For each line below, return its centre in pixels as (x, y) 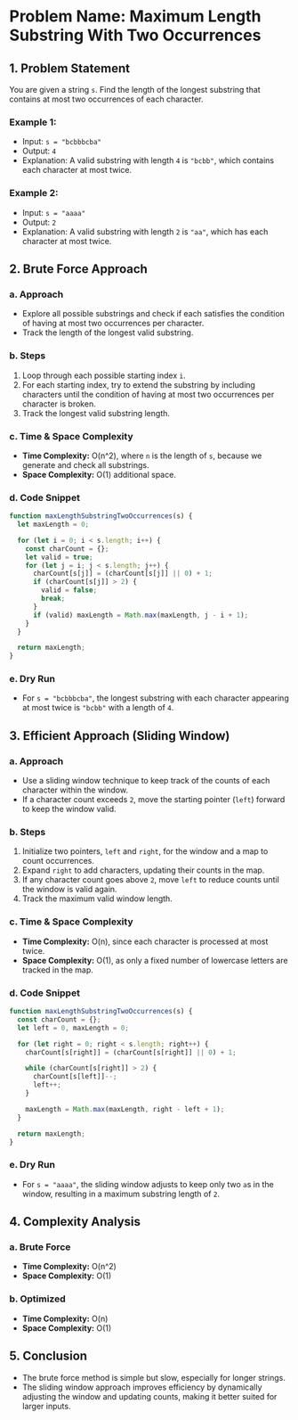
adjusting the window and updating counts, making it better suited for (149, 1396)
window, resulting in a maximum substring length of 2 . (121, 1194)
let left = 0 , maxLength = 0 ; (73, 1028)
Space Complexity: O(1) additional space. (99, 474)
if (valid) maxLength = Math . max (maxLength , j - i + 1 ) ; (141, 615)
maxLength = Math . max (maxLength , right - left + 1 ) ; (125, 1109)
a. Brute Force (40, 1247)
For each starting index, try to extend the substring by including (139, 384)
